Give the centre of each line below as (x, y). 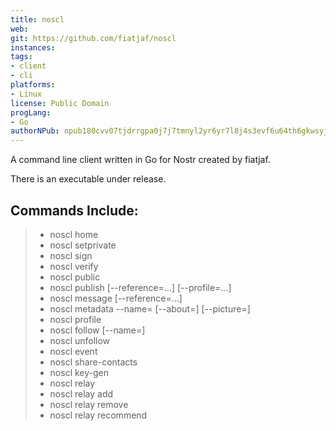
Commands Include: (74, 210)
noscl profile (75, 319)
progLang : (31, 112)
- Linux (26, 94)
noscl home (74, 234)
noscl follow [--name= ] (97, 330)
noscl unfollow (80, 340)
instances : (33, 47)
